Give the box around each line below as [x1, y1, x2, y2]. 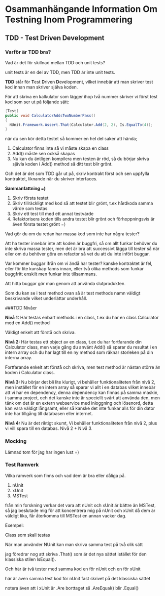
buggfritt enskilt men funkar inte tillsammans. [5, 271, 97, 277]
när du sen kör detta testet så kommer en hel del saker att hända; [5, 136, 137, 142]
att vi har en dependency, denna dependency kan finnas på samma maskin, [5, 389, 159, 396]
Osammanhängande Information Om [5, 3, 158, 15]
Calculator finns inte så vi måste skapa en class [12, 145, 109, 151]
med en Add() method [5, 320, 50, 326]
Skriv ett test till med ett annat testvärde [12, 211, 94, 217]
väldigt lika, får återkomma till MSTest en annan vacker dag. [5, 512, 127, 518]
